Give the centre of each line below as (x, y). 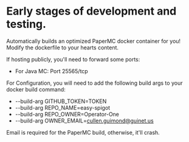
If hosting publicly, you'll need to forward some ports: (73, 59)
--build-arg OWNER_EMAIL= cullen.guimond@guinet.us (84, 121)
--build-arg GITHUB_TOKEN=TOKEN (61, 101)
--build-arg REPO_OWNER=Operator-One (67, 114)
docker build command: (36, 89)
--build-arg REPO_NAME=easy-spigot (63, 107)
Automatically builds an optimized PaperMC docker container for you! (94, 41)
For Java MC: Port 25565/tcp (51, 71)
